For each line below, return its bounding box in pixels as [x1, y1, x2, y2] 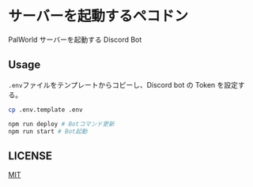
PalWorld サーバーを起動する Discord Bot [8, 35, 142, 44]
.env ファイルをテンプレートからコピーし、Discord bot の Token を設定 [8, 80, 239, 89]
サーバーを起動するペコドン [8, 7, 188, 25]
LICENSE [8, 149, 53, 163]
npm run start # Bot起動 [8, 127, 88, 135]
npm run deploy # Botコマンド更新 [8, 120, 115, 128]
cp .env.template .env [8, 106, 83, 114]
